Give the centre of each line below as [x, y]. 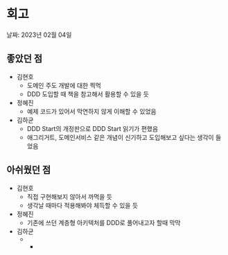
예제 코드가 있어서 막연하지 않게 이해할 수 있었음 [91, 111]
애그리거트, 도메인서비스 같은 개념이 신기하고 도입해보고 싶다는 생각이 [120, 137]
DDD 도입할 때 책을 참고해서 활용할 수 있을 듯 [88, 94]
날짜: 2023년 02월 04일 [39, 35]
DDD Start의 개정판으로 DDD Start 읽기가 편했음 [93, 128]
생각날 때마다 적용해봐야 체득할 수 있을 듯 [82, 205]
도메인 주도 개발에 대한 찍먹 [64, 85]
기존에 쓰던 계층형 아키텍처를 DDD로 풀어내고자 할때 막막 [104, 222]
